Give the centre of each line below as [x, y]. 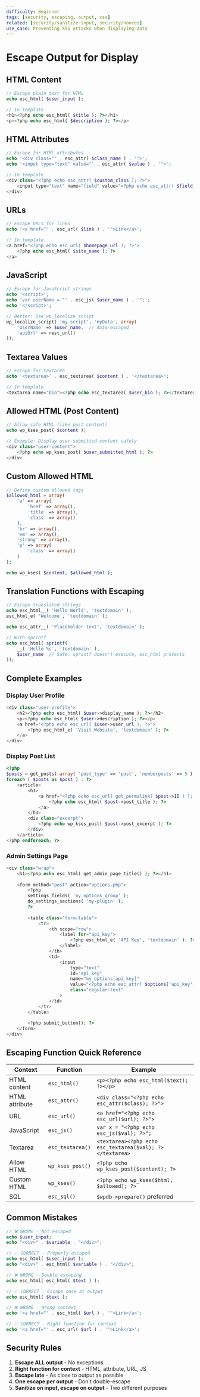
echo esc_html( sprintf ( [37, 643]
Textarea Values [37, 357]
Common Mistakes [42, 1218]
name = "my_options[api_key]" [105, 979]
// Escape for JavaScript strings [49, 289]
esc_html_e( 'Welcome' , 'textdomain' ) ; [57, 616]
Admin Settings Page [37, 855]
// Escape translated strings [44, 605]
